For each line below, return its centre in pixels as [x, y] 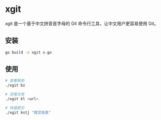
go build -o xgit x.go [28, 52]
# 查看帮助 [15, 81]
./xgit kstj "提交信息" [28, 113]
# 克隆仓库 [15, 94]
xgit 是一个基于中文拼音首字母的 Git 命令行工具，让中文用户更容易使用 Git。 [82, 23]
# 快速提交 [15, 108]
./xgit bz [15, 85]
